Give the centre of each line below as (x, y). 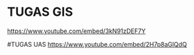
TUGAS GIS (40, 12)
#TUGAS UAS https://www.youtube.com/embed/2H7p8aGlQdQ (97, 44)
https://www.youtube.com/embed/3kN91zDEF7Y (77, 31)
